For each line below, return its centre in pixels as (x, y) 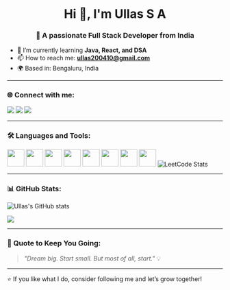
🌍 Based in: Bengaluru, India (58, 69)
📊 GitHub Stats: (34, 189)
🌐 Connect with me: (41, 95)
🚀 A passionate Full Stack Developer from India (115, 36)
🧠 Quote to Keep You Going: (54, 243)
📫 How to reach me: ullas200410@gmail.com (84, 58)
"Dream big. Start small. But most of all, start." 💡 (92, 258)
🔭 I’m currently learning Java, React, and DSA (82, 50)
